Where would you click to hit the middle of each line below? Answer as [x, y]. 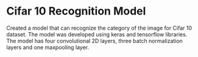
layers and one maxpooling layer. [48, 47]
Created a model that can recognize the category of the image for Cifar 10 [99, 28]
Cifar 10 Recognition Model [76, 11]
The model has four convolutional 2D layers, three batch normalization [94, 41]
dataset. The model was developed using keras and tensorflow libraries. [97, 34]
